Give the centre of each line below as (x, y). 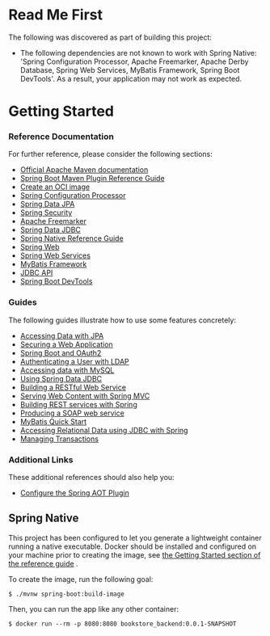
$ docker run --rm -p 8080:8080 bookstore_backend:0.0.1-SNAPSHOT (122, 624)
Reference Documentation (61, 137)
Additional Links (41, 460)
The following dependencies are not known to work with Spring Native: (138, 53)
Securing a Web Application (66, 344)
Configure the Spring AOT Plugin (74, 493)
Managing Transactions (59, 439)
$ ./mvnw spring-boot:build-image (67, 594)
